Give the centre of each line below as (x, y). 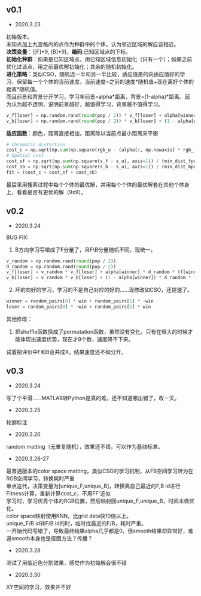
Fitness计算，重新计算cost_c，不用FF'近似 (58, 493)
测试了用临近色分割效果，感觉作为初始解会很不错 (66, 562)
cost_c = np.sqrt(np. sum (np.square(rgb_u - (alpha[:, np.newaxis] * (93, 150)
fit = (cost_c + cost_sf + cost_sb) (52, 172)
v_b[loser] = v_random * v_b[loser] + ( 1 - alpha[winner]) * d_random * (99, 278)
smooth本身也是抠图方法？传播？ (52, 538)
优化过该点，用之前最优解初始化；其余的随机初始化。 (72, 66)
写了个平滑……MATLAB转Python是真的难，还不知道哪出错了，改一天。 (93, 398)
